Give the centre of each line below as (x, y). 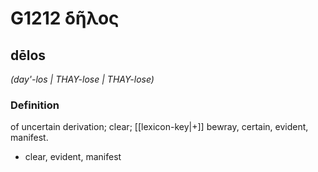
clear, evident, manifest (73, 157)
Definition (35, 105)
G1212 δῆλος (65, 18)
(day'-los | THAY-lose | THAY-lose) (82, 79)
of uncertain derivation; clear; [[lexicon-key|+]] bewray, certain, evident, (159, 127)
